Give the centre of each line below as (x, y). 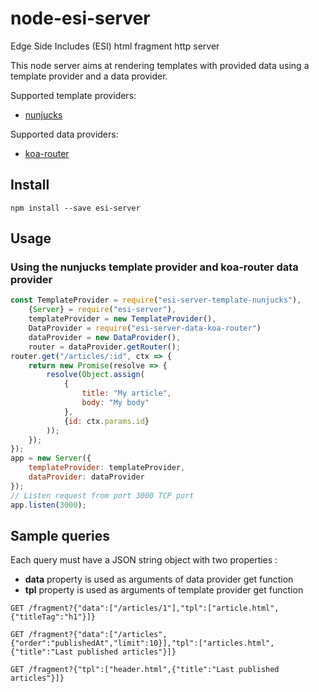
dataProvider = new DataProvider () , (105, 337)
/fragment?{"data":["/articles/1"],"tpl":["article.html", (154, 608)
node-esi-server (80, 18)
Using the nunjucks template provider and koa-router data (154, 267)
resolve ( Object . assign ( (95, 375)
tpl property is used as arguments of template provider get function (164, 590)
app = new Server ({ (51, 458)
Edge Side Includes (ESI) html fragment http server (115, 46)
